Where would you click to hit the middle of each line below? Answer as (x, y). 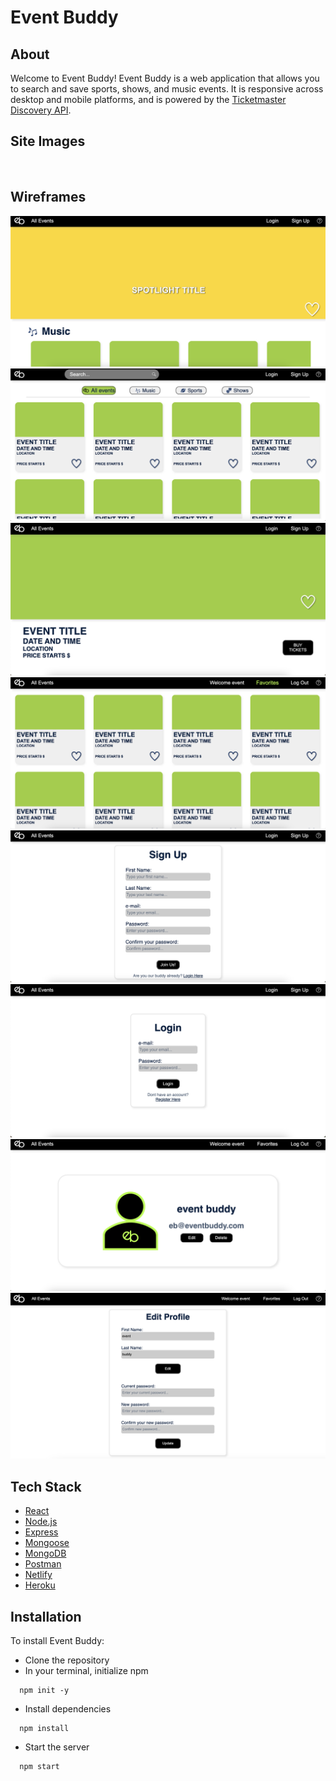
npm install (44, 1728)
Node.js (41, 1522)
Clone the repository (67, 1660)
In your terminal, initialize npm (86, 1670)
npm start (39, 1766)
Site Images (48, 141)
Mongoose (47, 1543)
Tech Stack (46, 1486)
